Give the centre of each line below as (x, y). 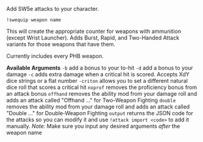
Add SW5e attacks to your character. (53, 9)
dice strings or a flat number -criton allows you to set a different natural (97, 81)
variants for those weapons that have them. (61, 44)
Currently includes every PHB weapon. (55, 56)
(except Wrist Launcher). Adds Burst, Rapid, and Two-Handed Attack (93, 38)
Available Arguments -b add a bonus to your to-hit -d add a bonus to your (100, 68)
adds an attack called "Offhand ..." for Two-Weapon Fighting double (91, 100)
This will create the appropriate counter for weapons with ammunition (94, 31)
